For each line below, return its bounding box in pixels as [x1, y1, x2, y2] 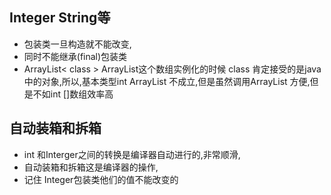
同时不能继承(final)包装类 [23, 50, 128, 62]
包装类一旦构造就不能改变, [23, 38, 132, 50]
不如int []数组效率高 [32, 88, 114, 100]
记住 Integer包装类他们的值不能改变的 [23, 173, 179, 185]
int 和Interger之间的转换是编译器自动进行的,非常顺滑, [23, 148, 241, 160]
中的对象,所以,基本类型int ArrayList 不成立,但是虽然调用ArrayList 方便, [23, 75, 311, 87]
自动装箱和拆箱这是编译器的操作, [23, 161, 159, 173]
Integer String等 [9, 9, 111, 27]
